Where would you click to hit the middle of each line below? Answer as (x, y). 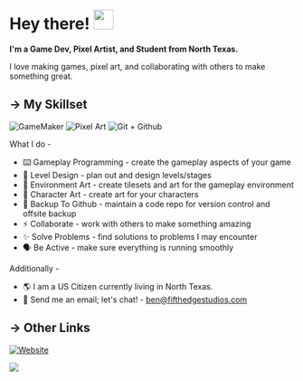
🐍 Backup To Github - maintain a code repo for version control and (146, 204)
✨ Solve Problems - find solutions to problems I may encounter (140, 236)
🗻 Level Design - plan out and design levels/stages (117, 175)
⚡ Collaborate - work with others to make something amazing (137, 224)
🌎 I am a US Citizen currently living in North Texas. (118, 286)
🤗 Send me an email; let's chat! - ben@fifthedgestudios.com (135, 300)
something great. (41, 76)
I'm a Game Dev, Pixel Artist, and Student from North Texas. (124, 49)
